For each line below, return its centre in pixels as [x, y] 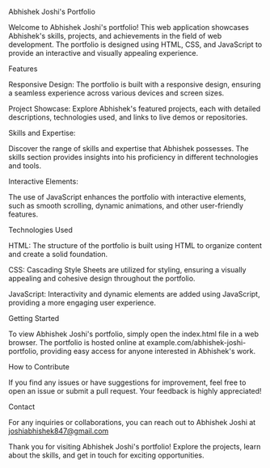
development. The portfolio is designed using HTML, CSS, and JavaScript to [135, 44]
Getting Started [34, 318]
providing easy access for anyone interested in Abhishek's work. [148, 351]
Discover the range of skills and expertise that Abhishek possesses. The [129, 148]
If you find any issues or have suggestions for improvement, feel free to [127, 382]
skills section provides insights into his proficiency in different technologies [133, 157]
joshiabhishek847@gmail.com [59, 431]
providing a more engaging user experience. [82, 303]
